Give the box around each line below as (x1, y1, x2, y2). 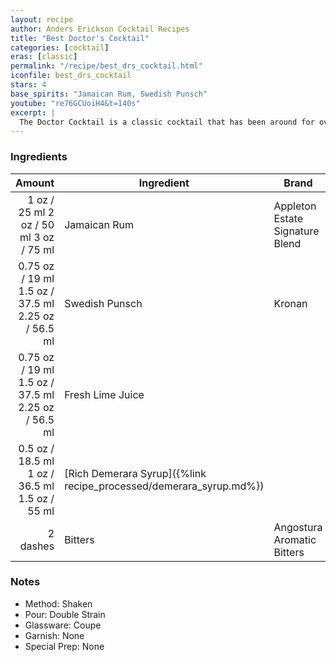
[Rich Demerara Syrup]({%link (64, 466, 207, 480)
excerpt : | (10, 107, 56, 118)
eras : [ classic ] (10, 52, 78, 62)
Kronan (273, 296, 308, 310)
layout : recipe (10, 14, 74, 25)
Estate (273, 211, 304, 225)
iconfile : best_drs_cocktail (10, 71, 132, 81)
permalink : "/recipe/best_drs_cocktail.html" (10, 61, 203, 71)
